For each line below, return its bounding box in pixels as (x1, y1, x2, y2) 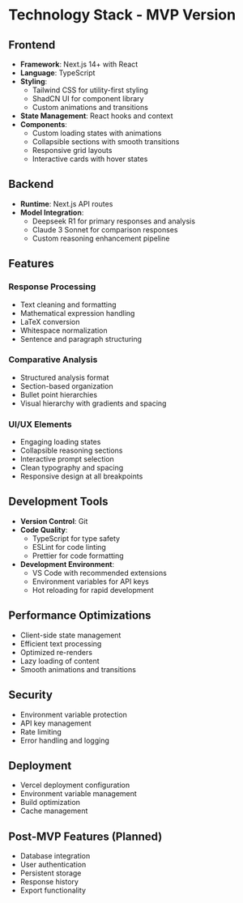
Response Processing (8, 281, 96, 292)
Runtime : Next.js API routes (19, 198, 113, 208)
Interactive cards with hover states (32, 154, 148, 164)
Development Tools (8, 495, 109, 509)
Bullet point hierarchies (19, 390, 98, 399)
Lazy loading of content (19, 656, 100, 666)
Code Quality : (19, 525, 68, 535)
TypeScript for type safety (32, 533, 120, 543)
